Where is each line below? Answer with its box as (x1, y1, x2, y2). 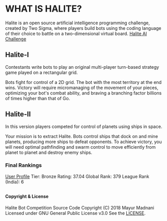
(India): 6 (5, 179, 24, 185)
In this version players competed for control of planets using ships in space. (5, 123, 162, 129)
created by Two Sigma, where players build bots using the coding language (5, 25, 162, 31)
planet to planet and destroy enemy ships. (5, 149, 93, 155)
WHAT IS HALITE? (5, 3, 82, 15)
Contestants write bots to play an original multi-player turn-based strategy (5, 64, 159, 70)
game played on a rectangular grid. (5, 69, 78, 75)
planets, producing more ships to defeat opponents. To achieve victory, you (5, 139, 162, 145)
